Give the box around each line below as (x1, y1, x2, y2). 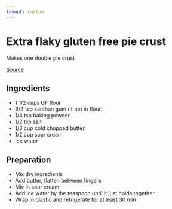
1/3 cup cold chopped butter (14, 125, 85, 132)
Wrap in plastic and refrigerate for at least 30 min (14, 196, 136, 204)
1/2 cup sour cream (14, 131, 63, 138)
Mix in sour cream (14, 183, 60, 190)
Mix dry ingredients (14, 171, 63, 178)
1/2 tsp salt (14, 118, 42, 126)
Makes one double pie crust (6, 54, 75, 62)
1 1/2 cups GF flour (14, 99, 61, 107)
